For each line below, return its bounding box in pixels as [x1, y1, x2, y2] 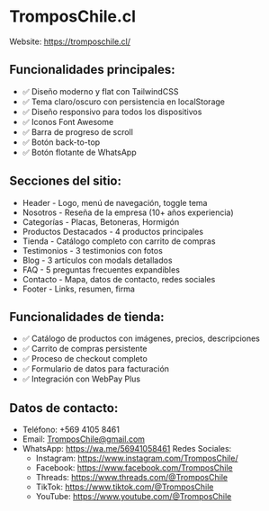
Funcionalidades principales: [9, 62, 175, 77]
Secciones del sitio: [9, 174, 121, 189]
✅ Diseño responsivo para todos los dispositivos [22, 106, 202, 117]
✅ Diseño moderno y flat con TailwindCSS [22, 85, 179, 96]
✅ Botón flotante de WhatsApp [22, 147, 137, 157]
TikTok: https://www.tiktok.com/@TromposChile [35, 481, 214, 492]
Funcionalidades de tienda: [9, 309, 165, 325]
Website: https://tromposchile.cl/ [9, 36, 131, 47]
